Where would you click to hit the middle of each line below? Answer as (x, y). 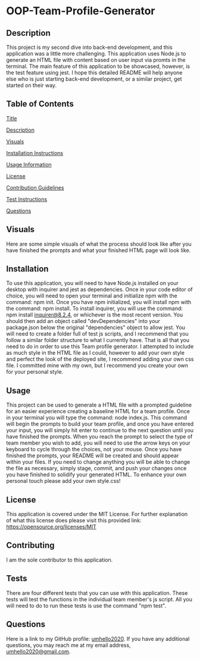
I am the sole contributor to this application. (60, 560)
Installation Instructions (35, 153)
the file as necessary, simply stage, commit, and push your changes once (96, 468)
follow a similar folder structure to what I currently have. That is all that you (98, 340)
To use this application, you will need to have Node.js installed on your (92, 283)
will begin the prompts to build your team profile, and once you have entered (100, 424)
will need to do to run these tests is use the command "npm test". (86, 606)
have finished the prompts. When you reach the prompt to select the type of (99, 437)
